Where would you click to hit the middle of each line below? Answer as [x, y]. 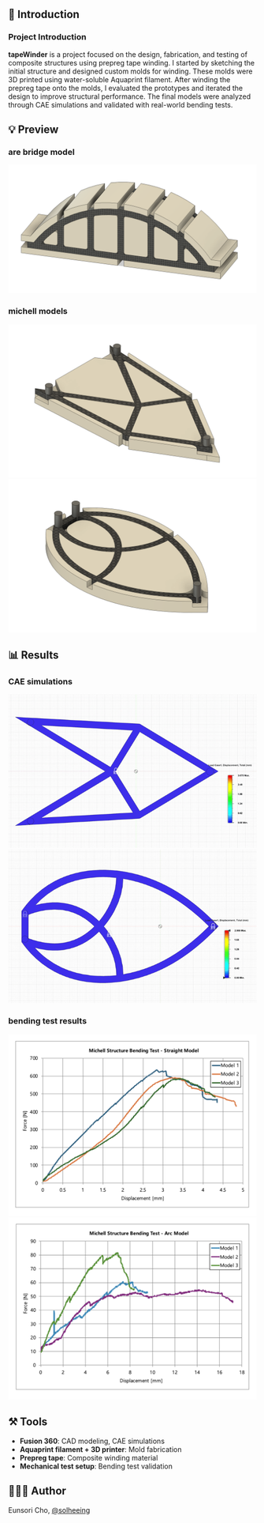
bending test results [48, 1021]
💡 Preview [33, 130]
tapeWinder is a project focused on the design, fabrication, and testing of [128, 54]
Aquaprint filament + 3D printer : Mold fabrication [100, 1449]
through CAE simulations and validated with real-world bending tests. [121, 104]
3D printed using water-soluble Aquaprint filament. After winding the [119, 79]
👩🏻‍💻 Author [37, 1491]
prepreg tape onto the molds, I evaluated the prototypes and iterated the [126, 88]
